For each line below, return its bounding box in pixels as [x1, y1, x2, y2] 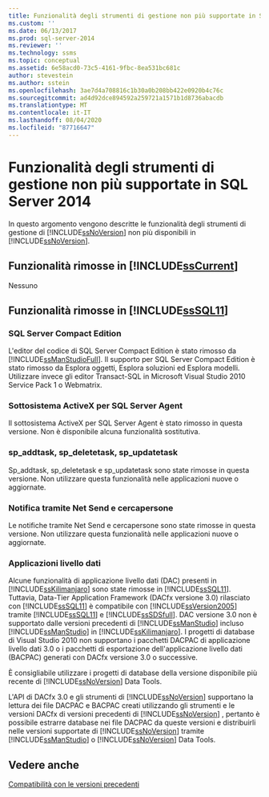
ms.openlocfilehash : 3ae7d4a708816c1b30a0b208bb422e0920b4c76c [8, 86, 224, 95]
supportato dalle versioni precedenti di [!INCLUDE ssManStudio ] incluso [8, 619, 244, 628]
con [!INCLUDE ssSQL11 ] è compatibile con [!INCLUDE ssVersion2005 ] [8, 601, 238, 611]
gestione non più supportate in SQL [8, 175, 248, 193]
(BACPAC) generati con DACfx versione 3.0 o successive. [8, 653, 199, 662]
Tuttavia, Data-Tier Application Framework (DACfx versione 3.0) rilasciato [8, 593, 251, 603]
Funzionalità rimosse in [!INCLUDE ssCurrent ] [8, 259, 239, 273]
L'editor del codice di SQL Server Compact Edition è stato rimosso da [8, 346, 237, 356]
